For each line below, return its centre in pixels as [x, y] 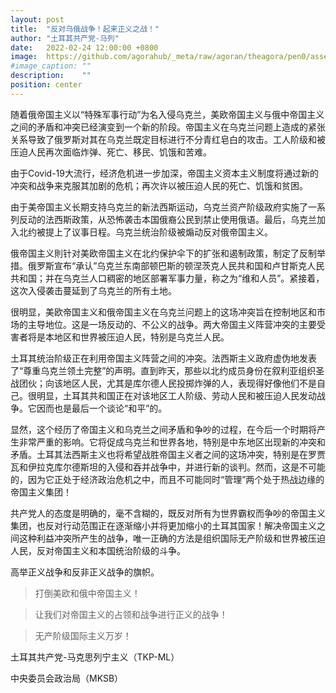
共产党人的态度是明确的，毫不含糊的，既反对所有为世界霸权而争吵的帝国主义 [168, 513]
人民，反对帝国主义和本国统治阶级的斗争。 [98, 550]
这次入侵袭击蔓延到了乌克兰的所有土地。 [93, 290]
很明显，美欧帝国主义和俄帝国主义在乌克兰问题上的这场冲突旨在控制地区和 [163, 312]
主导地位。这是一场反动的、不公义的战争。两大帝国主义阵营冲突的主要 [172, 324]
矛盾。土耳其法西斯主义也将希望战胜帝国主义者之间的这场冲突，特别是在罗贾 [168, 454]
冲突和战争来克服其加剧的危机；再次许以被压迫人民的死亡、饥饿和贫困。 [159, 185]
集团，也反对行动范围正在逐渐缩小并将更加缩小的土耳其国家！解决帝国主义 [163, 525]
